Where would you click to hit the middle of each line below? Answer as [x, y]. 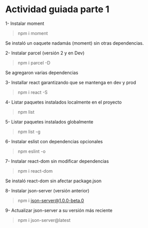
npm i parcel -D [34, 62]
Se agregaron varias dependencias [42, 73]
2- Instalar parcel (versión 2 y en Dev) [45, 53]
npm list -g [29, 132]
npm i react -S [33, 92]
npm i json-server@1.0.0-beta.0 [51, 200]
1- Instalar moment [25, 23]
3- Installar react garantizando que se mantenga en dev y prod [71, 82]
